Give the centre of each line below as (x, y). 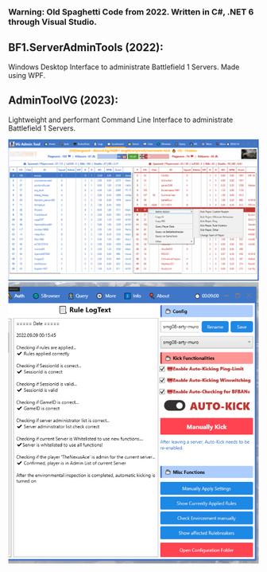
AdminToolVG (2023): (64, 101)
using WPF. (27, 75)
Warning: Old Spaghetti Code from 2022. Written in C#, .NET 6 (131, 12)
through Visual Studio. (53, 22)
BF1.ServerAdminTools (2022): (86, 47)
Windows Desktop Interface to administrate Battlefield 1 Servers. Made (124, 67)
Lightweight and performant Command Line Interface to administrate (121, 119)
